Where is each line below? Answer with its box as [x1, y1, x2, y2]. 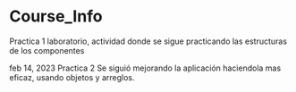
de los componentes [9, 45, 85, 55]
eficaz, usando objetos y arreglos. [9, 71, 135, 82]
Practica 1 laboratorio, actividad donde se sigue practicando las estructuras [9, 36, 288, 46]
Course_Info [9, 6, 103, 27]
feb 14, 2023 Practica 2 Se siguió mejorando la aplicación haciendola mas [9, 63, 282, 73]
